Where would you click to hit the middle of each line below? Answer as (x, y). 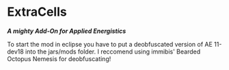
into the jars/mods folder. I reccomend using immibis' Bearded (112, 51)
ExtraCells (37, 12)
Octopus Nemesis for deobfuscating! (59, 58)
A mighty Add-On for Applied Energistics (67, 31)
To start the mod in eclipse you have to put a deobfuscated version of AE (110, 44)
